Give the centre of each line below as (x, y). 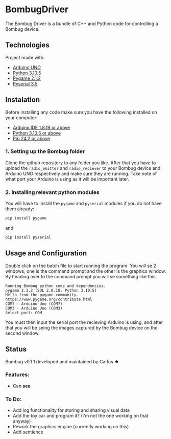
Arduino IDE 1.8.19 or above (41, 127)
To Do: (14, 399)
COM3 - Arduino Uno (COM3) (34, 308)
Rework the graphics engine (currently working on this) (71, 427)
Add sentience (28, 432)
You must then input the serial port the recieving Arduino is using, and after (84, 322)
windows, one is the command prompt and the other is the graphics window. (86, 271)
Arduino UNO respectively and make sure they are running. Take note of (81, 173)
